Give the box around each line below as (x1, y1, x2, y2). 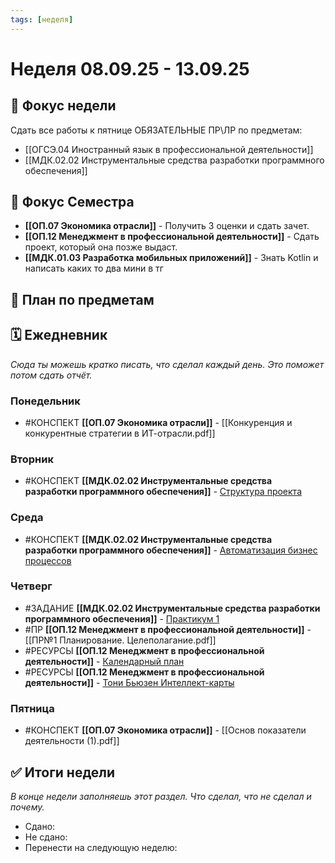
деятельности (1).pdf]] (24, 735, 120, 747)
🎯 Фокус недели (10, 97, 117, 115)
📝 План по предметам (10, 291, 155, 308)
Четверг (10, 579, 53, 593)
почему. (10, 801, 45, 813)
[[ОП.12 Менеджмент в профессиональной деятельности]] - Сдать (24, 231, 320, 243)
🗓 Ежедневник (10, 327, 108, 344)
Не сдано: (24, 831, 68, 843)
